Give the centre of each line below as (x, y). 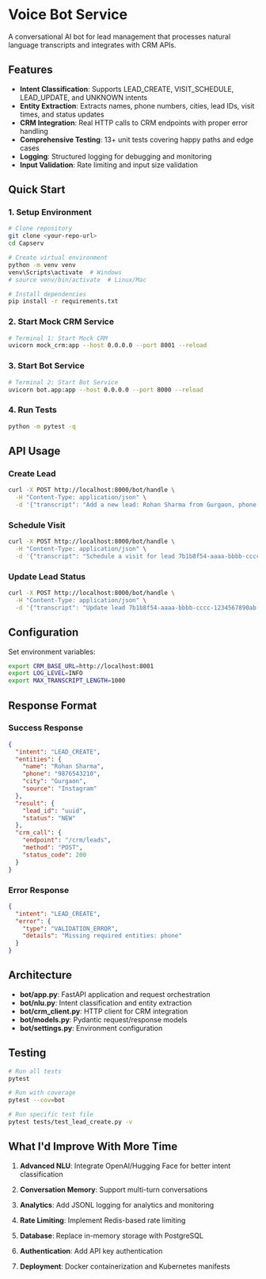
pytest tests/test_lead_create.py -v (70, 1122)
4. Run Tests (32, 410)
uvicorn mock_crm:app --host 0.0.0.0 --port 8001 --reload (108, 346)
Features (30, 70)
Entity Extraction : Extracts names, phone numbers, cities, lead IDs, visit (137, 105)
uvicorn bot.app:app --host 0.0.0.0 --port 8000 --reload (106, 390)
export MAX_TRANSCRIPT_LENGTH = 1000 (67, 681)
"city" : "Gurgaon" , (55, 781)
